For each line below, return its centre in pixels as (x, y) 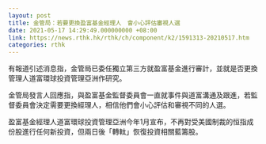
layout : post (30, 15)
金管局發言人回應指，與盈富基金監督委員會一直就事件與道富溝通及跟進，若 (129, 95)
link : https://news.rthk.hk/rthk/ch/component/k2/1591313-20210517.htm (129, 38)
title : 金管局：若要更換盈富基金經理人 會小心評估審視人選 (94, 23)
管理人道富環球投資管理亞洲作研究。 (67, 78)
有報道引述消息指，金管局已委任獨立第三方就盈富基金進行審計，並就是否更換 (133, 69)
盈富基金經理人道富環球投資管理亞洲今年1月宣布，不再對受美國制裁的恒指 (127, 122)
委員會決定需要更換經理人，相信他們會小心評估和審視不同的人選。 (122, 105)
